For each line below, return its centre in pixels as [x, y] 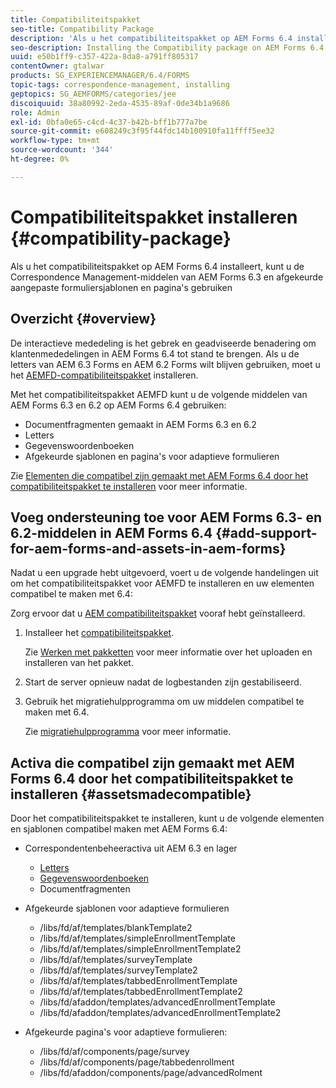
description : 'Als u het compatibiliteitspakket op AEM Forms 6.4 [151, 38]
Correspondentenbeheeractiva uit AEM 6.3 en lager [131, 848]
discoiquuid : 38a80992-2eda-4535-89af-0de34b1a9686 [120, 103]
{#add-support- [266, 532]
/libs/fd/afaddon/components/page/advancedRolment [151, 1073]
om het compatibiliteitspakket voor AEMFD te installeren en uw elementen [162, 583]
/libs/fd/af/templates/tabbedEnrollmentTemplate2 [141, 992]
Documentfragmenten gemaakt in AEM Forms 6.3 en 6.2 [140, 424]
